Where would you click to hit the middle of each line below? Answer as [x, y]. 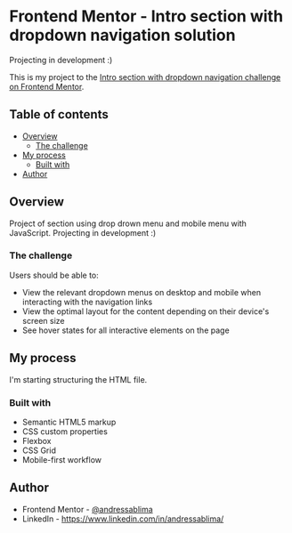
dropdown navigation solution [122, 35]
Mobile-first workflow [62, 459]
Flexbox [36, 440]
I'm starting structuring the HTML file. [78, 379]
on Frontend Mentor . [47, 86]
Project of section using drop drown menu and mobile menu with [128, 223]
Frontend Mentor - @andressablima [87, 509]
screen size [43, 320]
